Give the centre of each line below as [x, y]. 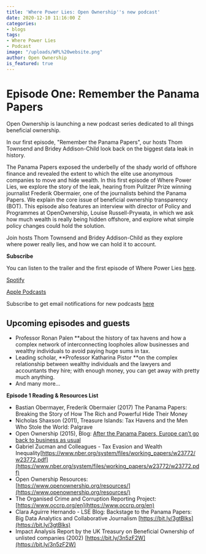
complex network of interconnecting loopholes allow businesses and [102, 345]
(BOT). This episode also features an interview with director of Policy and [99, 206]
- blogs [16, 29]
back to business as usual [48, 440]
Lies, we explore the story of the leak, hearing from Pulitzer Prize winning [99, 187]
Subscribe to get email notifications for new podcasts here [80, 304]
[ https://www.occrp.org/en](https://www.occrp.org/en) [85, 505]
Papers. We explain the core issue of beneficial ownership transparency [97, 200]
